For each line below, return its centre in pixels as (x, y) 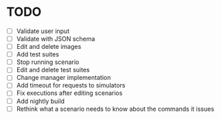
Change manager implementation (63, 78)
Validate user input (43, 31)
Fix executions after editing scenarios (69, 93)
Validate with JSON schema (56, 39)
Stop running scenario (48, 62)
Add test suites (38, 54)
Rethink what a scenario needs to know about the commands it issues (115, 109)
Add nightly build (40, 101)
